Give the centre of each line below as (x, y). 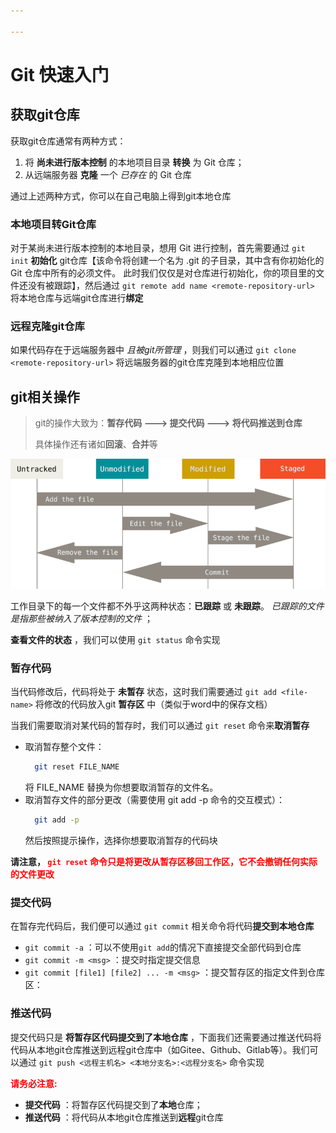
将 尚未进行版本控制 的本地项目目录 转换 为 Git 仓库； (134, 162)
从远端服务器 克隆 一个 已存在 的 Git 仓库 (108, 174)
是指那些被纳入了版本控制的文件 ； (81, 618)
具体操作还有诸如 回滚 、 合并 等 (96, 444)
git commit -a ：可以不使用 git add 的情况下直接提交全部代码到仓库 (163, 947)
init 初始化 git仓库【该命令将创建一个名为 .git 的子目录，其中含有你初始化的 (167, 260)
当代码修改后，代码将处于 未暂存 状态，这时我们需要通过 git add (143, 692)
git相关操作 (45, 396)
